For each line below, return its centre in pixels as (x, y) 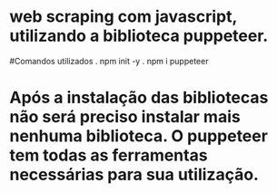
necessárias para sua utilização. (134, 175)
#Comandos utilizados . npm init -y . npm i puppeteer (109, 61)
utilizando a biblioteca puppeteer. (139, 36)
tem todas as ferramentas (109, 155)
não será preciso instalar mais (125, 117)
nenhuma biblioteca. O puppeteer (138, 136)
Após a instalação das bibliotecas (139, 98)
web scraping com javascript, (124, 17)
